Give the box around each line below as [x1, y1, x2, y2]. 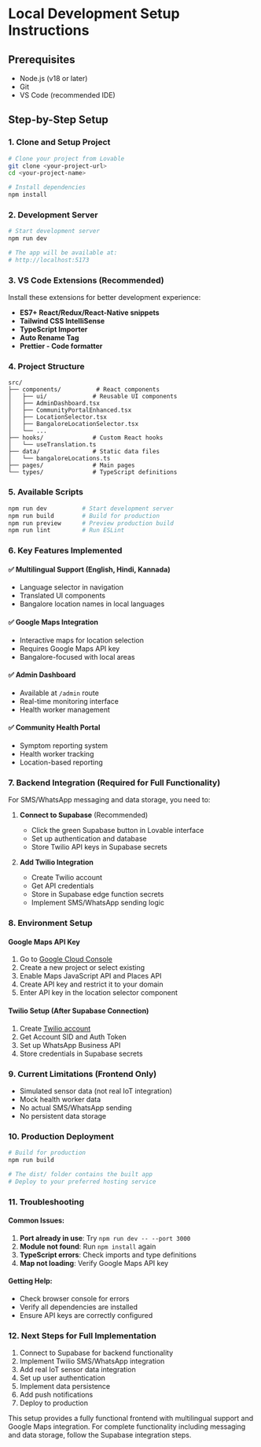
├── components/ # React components [8, 386, 160, 394]
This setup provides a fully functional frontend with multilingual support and [8, 1414, 254, 1423]
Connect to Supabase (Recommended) [19, 810, 149, 820]
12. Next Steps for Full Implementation [8, 1330, 157, 1341]
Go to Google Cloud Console [19, 954, 112, 964]
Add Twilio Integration [19, 857, 94, 867]
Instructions [8, 21, 90, 39]
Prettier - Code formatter [19, 342, 103, 351]
